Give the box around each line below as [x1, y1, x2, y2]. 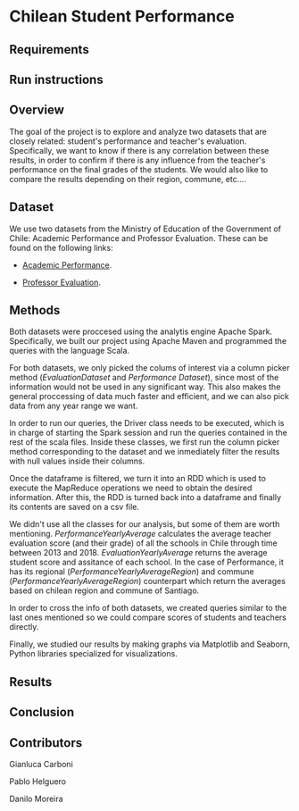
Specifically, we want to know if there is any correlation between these [9, 145, 270, 155]
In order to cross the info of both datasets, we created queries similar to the [9, 603, 287, 614]
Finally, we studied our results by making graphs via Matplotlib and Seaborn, [9, 639, 291, 649]
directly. [9, 622, 39, 632]
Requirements [9, 42, 89, 57]
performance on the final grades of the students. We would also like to [9, 163, 269, 175]
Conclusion [9, 705, 75, 720]
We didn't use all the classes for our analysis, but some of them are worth [9, 519, 280, 530]
